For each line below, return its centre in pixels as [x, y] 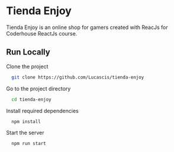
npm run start [29, 144]
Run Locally [28, 52]
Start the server [25, 133]
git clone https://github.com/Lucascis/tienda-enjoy [78, 77]
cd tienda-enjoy [31, 99]
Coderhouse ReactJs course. [42, 33]
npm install [26, 122]
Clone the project [27, 66]
